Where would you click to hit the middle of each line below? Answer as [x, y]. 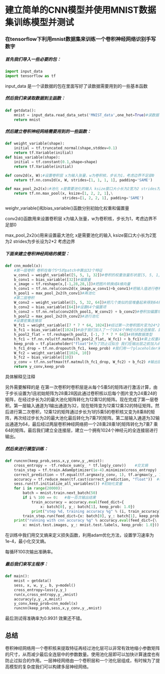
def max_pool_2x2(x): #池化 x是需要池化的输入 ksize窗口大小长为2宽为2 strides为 [83, 189]
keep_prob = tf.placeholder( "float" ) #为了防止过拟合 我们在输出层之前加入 [86, 344]
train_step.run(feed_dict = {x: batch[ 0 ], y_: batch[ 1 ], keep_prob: [92, 516]
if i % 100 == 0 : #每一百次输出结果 [59, 498]
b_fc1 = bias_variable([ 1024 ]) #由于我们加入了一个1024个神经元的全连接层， [86, 330]
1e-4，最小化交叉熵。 [27, 541]
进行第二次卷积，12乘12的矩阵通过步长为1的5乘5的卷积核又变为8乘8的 [80, 412]
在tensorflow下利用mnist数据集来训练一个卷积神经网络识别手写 [81, 39]
